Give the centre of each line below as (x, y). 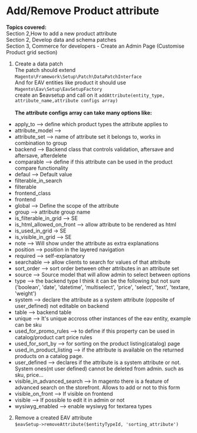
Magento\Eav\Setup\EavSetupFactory (58, 89)
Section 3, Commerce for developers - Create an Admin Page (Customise (95, 46)
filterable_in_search (38, 181)
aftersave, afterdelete (41, 155)
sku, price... (29, 375)
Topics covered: (27, 27)
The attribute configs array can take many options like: (83, 113)
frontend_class (33, 193)
